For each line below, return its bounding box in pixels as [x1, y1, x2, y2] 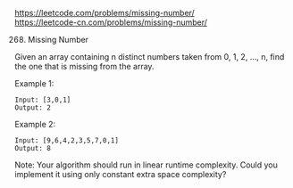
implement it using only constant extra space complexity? [14, 169, 227, 179]
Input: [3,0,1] [14, 95, 71, 104]
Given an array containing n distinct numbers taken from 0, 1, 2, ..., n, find [14, 52, 285, 61]
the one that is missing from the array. [14, 61, 155, 71]
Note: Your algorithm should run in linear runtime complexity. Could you [14, 159, 278, 170]
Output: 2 [14, 103, 52, 112]
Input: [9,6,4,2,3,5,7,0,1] [14, 136, 120, 145]
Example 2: [14, 119, 56, 129]
